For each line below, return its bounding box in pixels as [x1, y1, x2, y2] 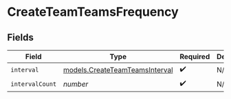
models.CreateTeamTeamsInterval [63, 65, 173, 74]
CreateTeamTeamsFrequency [7, 4, 179, 20]
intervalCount [10, 80, 57, 88]
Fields [7, 32, 34, 43]
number [63, 79, 89, 89]
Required [179, 52, 210, 61]
